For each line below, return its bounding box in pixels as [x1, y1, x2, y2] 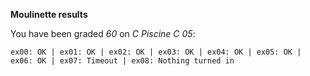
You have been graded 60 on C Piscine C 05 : [10, 28, 196, 39]
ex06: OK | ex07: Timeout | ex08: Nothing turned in [10, 56, 235, 66]
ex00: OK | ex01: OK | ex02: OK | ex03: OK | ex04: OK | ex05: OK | [10, 47, 302, 57]
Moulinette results [10, 9, 88, 20]
